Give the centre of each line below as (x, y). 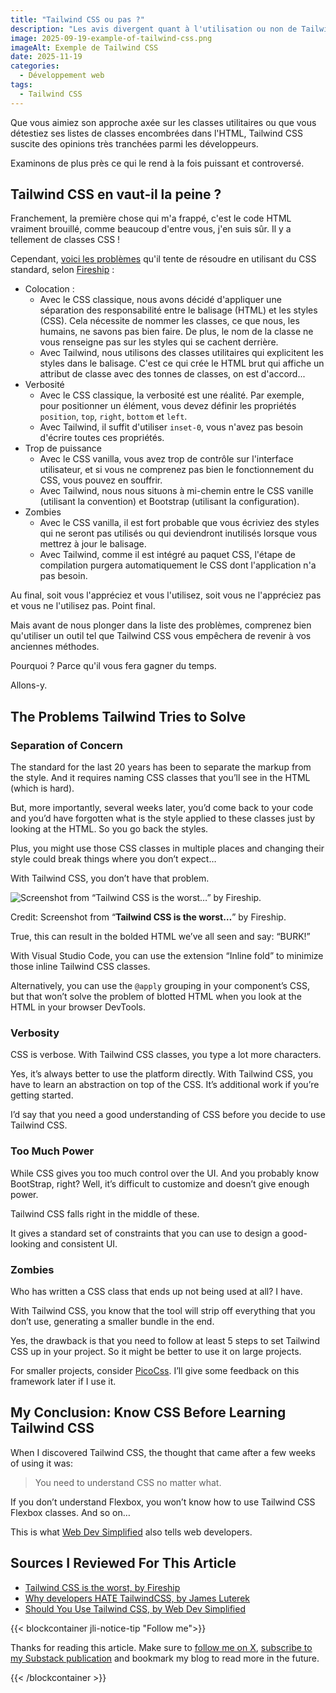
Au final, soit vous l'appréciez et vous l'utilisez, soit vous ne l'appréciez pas (166, 595)
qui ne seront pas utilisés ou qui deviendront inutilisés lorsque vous (178, 533)
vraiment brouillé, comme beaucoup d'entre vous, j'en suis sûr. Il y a (151, 229)
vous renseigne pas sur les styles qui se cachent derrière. (159, 342)
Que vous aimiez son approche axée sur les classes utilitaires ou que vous (163, 122)
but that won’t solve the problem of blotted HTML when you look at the (156, 997)
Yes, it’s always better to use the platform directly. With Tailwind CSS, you (162, 1074)
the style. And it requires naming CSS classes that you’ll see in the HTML (160, 778)
